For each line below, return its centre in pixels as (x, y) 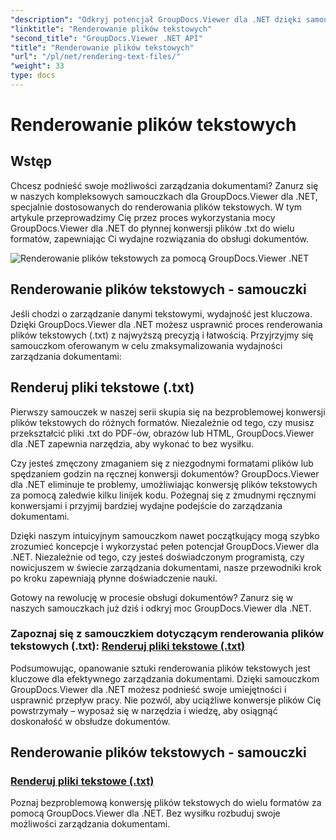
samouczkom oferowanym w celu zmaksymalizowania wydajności (146, 345)
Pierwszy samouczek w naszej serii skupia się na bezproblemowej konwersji (168, 412)
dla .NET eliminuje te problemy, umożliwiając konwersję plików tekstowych (164, 484)
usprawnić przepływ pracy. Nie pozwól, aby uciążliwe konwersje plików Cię (166, 700)
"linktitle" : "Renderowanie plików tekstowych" (111, 29)
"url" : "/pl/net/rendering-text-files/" (96, 57)
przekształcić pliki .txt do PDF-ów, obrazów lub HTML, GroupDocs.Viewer (162, 433)
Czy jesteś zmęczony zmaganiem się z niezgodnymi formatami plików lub (162, 463)
